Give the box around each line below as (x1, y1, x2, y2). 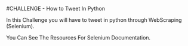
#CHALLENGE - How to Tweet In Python (6, 5, 106, 12)
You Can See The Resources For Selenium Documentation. (6, 34, 151, 41)
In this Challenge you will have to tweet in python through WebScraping (6, 17, 182, 23)
